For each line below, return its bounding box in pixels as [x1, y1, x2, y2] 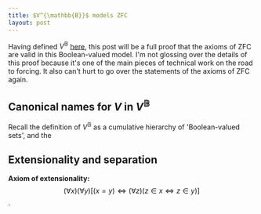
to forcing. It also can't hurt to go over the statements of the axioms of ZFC [8, 67, 251, 76]
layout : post [8, 19, 51, 27]
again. [8, 75, 29, 85]
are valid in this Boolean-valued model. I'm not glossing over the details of [8, 50, 248, 60]
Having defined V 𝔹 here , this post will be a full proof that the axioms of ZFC [8, 40, 252, 51]
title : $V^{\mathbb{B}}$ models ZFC [8, 11, 128, 20]
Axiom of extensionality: [8, 174, 90, 183]
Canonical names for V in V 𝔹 [8, 97, 150, 114]
